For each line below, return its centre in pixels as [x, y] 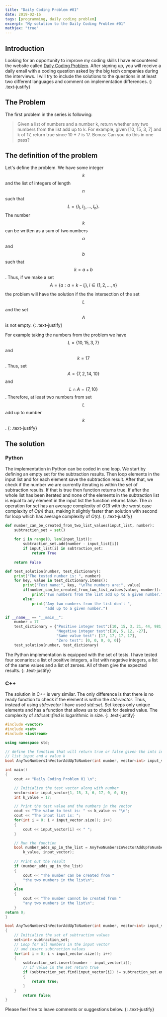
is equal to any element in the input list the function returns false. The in [79, 500]
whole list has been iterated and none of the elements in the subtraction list [82, 495]
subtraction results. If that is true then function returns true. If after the [77, 490]
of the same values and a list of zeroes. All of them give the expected [76, 665]
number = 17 [26, 622]
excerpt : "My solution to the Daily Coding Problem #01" [65, 24]
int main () [16, 770]
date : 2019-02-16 [23, 14]
